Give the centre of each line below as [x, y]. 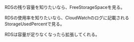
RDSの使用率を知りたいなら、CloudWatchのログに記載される [67, 18]
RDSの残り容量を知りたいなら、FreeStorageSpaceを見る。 [65, 7]
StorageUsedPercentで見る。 [35, 24]
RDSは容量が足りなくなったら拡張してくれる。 [52, 34]
